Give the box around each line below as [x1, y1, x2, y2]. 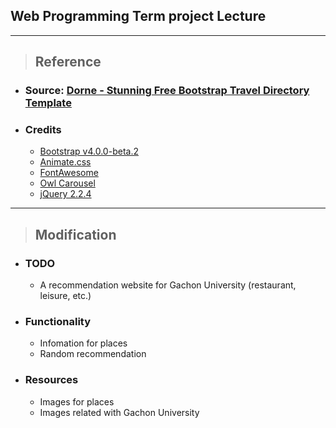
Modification [34, 226, 117, 243]
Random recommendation [39, 348, 147, 360]
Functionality [24, 315, 92, 329]
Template [24, 96, 72, 110]
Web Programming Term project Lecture [10, 8, 267, 25]
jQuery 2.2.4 [39, 188, 92, 200]
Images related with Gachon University [39, 406, 200, 418]
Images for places [39, 395, 115, 408]
